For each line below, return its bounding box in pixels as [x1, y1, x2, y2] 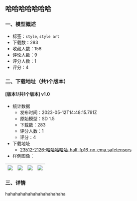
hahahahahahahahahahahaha [5, 191, 66, 197]
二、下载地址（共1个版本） [5, 78, 69, 85]
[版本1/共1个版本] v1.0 [5, 91, 50, 97]
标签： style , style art [12, 33, 60, 39]
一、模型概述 [5, 21, 36, 28]
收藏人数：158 [12, 45, 42, 51]
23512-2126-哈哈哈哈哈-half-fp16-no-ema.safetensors [19, 146, 132, 153]
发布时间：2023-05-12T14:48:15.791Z [19, 109, 97, 115]
